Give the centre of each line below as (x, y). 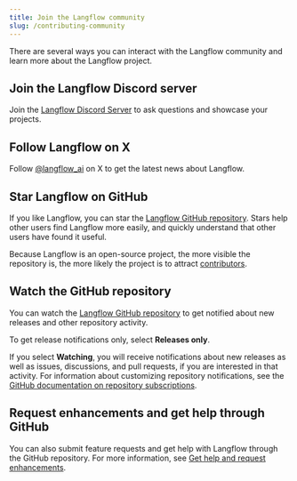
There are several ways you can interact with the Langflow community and (146, 51)
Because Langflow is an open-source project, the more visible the (130, 253)
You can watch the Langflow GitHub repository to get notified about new (142, 313)
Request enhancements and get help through (137, 413)
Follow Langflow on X (70, 147)
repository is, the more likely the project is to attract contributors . (128, 263)
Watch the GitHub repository (90, 291)
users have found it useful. (58, 236)
